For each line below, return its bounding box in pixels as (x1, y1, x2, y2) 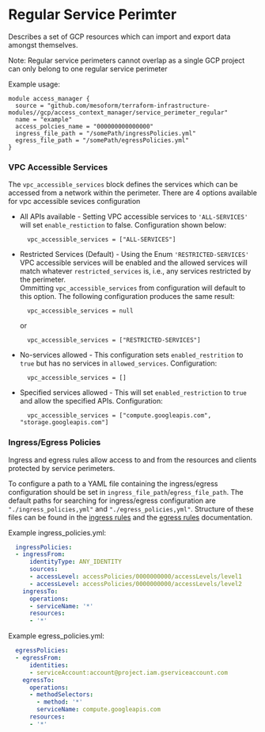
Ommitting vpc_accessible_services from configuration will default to (19, 283, 246, 293)
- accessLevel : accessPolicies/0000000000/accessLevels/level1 (28, 573, 243, 581)
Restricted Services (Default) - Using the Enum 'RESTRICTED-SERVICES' (19, 250, 249, 259)
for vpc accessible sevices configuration (8, 197, 141, 206)
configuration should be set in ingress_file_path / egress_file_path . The (8, 487, 244, 496)
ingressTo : (22, 587, 59, 596)
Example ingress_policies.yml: (8, 527, 107, 537)
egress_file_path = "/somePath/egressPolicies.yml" (15, 136, 190, 144)
